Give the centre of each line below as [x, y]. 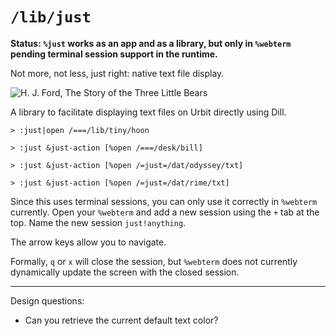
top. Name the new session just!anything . [98, 222]
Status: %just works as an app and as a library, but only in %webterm [151, 43]
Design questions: [47, 300]
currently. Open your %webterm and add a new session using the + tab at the [165, 212]
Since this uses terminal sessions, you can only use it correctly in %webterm [164, 201]
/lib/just [51, 17]
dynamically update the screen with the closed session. [125, 272]
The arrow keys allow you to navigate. [88, 242]
